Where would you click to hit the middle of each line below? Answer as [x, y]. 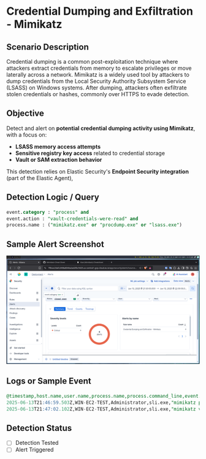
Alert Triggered [34, 450]
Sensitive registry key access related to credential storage [90, 153]
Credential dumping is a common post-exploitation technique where [92, 62]
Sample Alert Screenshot [55, 244]
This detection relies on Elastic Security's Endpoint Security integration [97, 171]
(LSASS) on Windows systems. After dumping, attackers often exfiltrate [97, 88]
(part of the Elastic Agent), [40, 178]
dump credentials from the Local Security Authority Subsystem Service [96, 81]
